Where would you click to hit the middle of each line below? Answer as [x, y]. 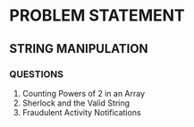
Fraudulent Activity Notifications [81, 112]
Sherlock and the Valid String [76, 103]
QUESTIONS [37, 74]
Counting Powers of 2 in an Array [84, 93]
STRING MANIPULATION [79, 49]
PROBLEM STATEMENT [97, 16]
